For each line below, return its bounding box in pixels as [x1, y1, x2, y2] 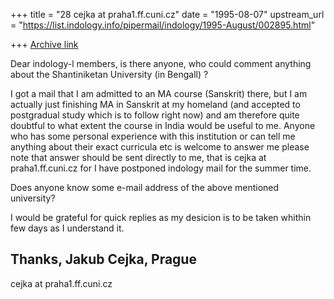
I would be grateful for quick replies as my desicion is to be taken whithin [10, 212, 312, 223]
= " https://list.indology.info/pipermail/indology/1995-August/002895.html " [10, 19, 316, 31]
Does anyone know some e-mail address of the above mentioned [10, 182, 280, 193]
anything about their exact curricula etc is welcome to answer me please [10, 141, 310, 153]
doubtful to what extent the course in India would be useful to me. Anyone [10, 120, 316, 131]
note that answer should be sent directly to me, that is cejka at [10, 152, 267, 163]
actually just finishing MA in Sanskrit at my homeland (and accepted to [10, 99, 301, 110]
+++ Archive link [10, 39, 79, 50]
